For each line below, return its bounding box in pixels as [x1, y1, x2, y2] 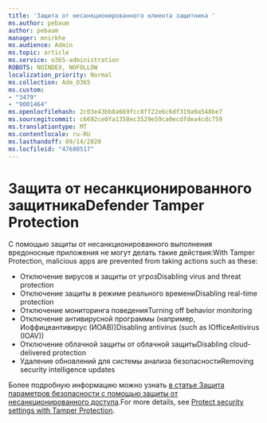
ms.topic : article [8, 49, 69, 57]
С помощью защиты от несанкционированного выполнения [8, 240, 213, 249]
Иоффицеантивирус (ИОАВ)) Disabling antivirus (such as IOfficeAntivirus [19, 323, 260, 332]
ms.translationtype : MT [8, 123, 88, 131]
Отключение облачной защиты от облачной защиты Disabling [19, 339, 228, 349]
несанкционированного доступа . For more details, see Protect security [8, 398, 245, 407]
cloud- [229, 339, 251, 349]
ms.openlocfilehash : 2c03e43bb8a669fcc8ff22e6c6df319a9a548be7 [8, 108, 223, 116]
